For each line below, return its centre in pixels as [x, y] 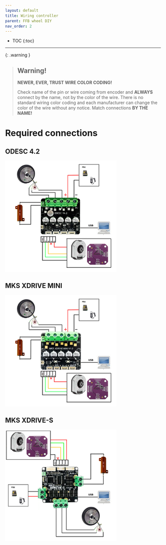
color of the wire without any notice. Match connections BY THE [83, 108]
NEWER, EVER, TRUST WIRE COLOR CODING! [65, 83]
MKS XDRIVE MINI [34, 286]
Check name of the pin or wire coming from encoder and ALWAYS [85, 92]
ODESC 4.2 [23, 151]
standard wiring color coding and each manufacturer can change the [87, 103]
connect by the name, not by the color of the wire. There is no [80, 98]
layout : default [22, 10]
